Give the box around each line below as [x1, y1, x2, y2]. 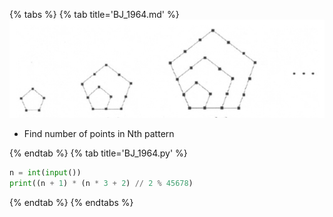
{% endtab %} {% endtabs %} [9, 196, 134, 208]
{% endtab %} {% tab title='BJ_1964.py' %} [9, 147, 188, 159]
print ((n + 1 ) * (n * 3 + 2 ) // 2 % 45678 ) [9, 178, 194, 188]
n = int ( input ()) [9, 167, 82, 178]
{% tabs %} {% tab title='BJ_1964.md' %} [9, 9, 180, 20]
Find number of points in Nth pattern [23, 127, 175, 139]
